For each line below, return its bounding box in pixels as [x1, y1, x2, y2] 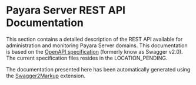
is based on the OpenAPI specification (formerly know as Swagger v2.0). [6, 48, 184, 55]
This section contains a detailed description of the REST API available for [6, 35, 183, 42]
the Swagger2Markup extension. [6, 72, 86, 79]
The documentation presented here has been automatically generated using [6, 66, 191, 73]
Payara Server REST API [6, 4, 125, 17]
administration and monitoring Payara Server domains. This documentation [6, 42, 188, 49]
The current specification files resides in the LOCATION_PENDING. [6, 54, 168, 61]
